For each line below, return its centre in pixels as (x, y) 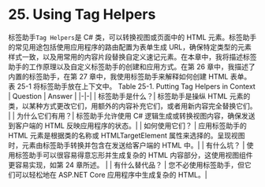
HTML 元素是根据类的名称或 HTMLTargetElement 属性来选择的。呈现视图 (127, 135)
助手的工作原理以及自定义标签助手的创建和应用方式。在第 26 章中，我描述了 (132, 66)
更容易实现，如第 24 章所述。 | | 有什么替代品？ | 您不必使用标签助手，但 (126, 165)
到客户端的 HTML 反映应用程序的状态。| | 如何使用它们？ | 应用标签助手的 (127, 125)
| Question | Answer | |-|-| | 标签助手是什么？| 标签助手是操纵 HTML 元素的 (129, 96)
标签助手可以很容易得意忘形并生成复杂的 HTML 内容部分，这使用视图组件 (134, 155)
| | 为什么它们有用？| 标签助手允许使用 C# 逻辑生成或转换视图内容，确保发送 (132, 115)
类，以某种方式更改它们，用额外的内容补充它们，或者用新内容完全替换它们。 (132, 106)
